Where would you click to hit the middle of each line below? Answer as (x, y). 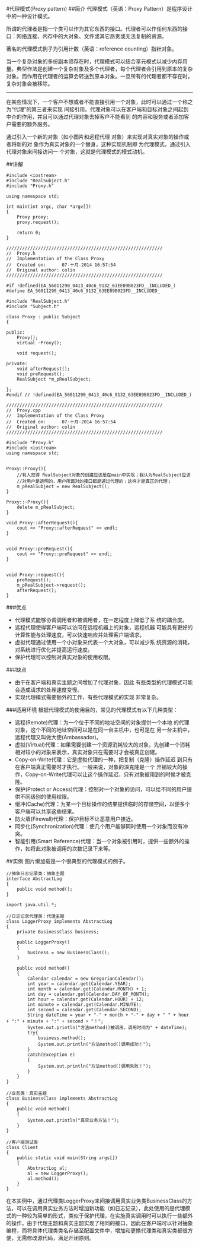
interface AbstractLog (34, 879)
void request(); (37, 353)
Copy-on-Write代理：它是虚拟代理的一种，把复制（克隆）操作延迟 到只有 (104, 759)
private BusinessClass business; (58, 932)
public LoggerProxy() (43, 942)
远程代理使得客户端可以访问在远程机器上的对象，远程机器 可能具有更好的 (104, 627)
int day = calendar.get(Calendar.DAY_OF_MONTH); (89, 994)
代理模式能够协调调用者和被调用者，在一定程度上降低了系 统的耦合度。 (101, 620)
